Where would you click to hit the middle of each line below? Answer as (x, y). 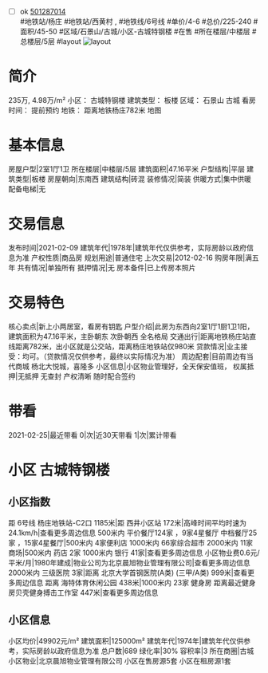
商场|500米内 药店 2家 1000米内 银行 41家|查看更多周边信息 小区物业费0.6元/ (134, 553)
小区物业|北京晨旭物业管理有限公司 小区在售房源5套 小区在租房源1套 (120, 660)
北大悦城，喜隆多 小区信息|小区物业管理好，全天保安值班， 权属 (142, 366)
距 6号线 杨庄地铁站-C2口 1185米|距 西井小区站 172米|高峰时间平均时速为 (128, 522)
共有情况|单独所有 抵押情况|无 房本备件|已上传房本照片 (106, 267)
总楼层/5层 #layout (50, 41)
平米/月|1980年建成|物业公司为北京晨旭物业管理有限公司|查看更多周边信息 (129, 562)
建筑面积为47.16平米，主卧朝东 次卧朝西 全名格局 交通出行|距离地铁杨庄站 (129, 336)
